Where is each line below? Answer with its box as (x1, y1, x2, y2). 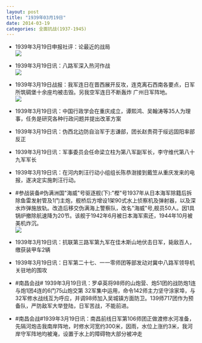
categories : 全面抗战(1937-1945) (6, 25, 87, 32)
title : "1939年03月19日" (6, 15, 67, 21)
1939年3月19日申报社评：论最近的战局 (15, 43, 111, 50)
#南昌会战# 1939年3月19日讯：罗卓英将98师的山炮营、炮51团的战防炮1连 (15, 279, 197, 287)
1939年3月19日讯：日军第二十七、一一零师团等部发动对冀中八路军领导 (15, 259, 190, 267)
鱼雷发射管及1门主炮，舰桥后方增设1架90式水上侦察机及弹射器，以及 (20, 197, 191, 204)
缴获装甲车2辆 (15, 246, 51, 253)
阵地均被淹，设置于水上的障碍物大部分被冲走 (31, 330, 143, 338)
